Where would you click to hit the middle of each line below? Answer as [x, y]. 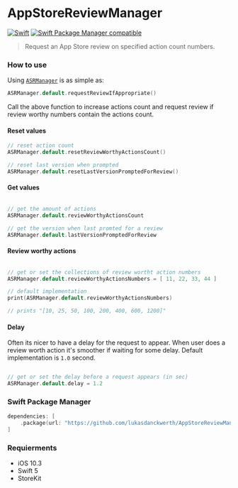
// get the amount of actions [52, 209]
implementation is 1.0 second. [51, 358]
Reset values [27, 131]
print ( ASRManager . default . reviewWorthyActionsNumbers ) [90, 298]
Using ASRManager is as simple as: [56, 80]
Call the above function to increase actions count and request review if [110, 107]
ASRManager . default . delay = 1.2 [55, 384]
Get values [24, 188]
